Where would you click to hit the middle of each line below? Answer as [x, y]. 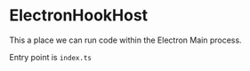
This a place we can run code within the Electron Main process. [125, 40]
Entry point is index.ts [50, 57]
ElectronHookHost [79, 16]
